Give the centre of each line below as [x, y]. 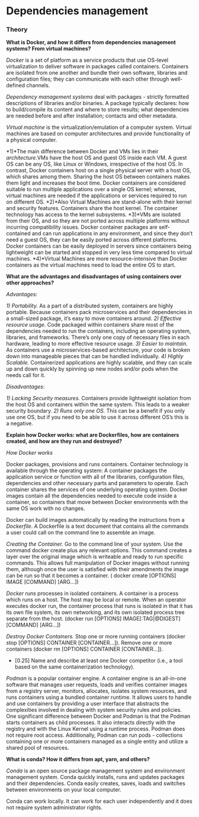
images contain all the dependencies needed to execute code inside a [92, 496]
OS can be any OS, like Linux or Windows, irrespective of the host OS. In [94, 164]
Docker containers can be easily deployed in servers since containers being [99, 246]
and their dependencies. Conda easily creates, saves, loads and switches [96, 783]
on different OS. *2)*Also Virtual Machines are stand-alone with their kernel [99, 202]
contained [18, 233]
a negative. [20, 423]
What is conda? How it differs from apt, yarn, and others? [78, 759]
